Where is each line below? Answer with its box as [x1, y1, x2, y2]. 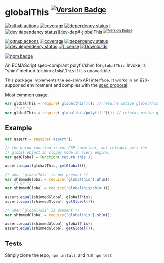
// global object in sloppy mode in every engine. [5, 150, 110, 155]
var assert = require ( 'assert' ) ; [5, 137, 73, 142]
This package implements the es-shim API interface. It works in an [5, 77, 139, 83]
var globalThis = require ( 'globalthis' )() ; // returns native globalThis [5, 101, 159, 106]
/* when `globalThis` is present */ [5, 208, 80, 213]
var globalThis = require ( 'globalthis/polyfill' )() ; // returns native [5, 110, 154, 115]
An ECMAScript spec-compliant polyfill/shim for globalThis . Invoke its [5, 62, 146, 68]
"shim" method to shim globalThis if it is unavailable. [5, 67, 111, 73]
